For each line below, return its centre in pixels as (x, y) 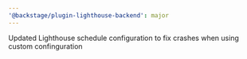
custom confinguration (45, 46)
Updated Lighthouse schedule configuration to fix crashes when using (123, 38)
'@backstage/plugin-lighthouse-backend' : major (89, 15)
